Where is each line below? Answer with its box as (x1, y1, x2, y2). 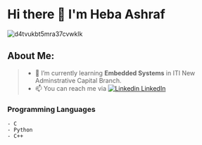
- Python (7, 127, 33, 134)
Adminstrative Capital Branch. (34, 76, 122, 84)
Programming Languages (7, 104, 96, 114)
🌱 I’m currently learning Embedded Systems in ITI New (34, 68, 196, 77)
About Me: (7, 50, 55, 62)
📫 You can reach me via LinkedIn (34, 84, 166, 92)
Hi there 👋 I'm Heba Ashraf (7, 6, 165, 23)
